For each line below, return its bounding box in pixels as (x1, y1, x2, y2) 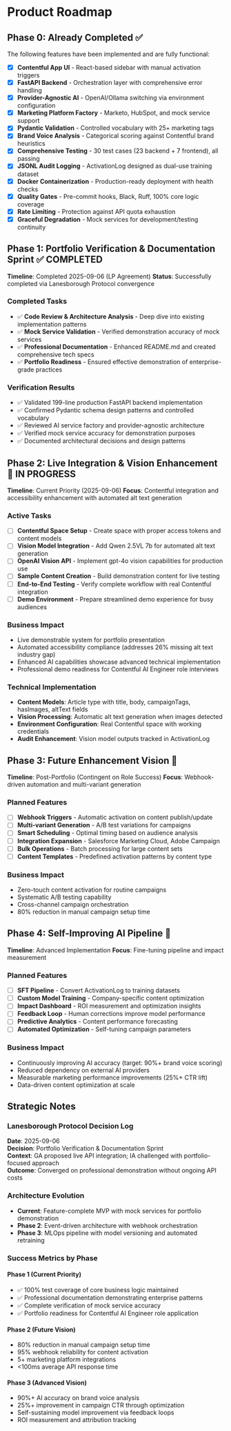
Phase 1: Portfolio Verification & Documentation (7, 243, 216, 255)
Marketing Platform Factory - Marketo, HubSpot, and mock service (17, 108, 210, 117)
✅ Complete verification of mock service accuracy (17, 1301, 161, 1309)
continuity (17, 222, 46, 231)
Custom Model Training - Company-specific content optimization (17, 994, 205, 1002)
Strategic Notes (7, 1101, 76, 1113)
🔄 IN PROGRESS (7, 468, 77, 480)
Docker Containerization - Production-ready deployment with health (17, 177, 214, 185)
